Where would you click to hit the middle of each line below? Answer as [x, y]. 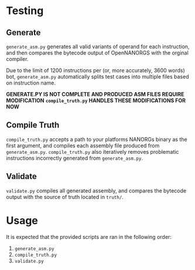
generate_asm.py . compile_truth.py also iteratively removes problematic [93, 151]
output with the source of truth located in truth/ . [65, 197]
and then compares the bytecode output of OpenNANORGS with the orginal [97, 53]
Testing [25, 11]
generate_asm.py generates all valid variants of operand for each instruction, [98, 46]
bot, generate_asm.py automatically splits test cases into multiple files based [97, 77]
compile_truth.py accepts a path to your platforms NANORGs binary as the [97, 139]
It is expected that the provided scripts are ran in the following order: [89, 237]
